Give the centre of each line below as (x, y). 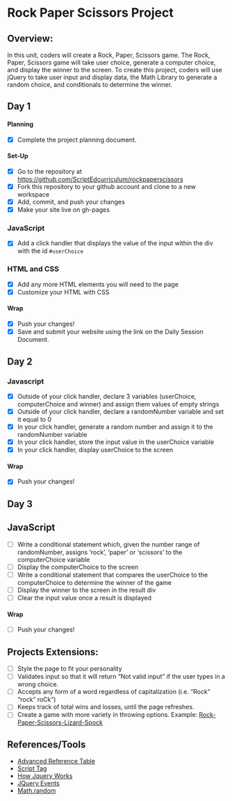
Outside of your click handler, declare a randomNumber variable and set (121, 411)
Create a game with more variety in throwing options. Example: (107, 715)
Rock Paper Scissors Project (90, 13)
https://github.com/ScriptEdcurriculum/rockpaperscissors (100, 179)
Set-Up (18, 156)
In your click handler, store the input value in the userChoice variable (115, 442)
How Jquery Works (45, 776)
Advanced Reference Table (56, 761)
